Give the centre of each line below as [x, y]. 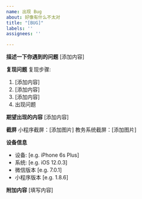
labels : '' [20, 28]
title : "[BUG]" [25, 23]
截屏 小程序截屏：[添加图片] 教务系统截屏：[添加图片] [71, 130]
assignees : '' [24, 34]
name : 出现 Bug [24, 12]
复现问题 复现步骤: [29, 70]
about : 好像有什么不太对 [33, 17]
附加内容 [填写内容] [30, 190]
